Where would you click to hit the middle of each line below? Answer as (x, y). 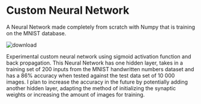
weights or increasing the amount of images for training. (76, 94)
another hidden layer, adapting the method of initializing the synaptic (91, 88)
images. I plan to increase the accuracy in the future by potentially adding (97, 82)
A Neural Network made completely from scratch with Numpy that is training (101, 27)
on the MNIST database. (36, 33)
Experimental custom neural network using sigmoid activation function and (99, 56)
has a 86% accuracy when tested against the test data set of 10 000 (91, 75)
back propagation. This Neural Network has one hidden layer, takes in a (94, 63)
